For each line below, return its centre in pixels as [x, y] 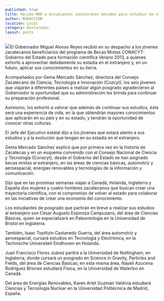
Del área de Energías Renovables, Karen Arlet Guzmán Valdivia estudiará [78, 283]
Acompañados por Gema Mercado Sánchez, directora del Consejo [72, 77]
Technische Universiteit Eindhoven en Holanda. [52, 243]
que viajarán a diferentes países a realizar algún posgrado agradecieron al [80, 88]
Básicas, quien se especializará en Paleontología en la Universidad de [75, 218]
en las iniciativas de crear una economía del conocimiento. [64, 198]
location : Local [21, 23]
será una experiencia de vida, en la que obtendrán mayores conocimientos [80, 113]
